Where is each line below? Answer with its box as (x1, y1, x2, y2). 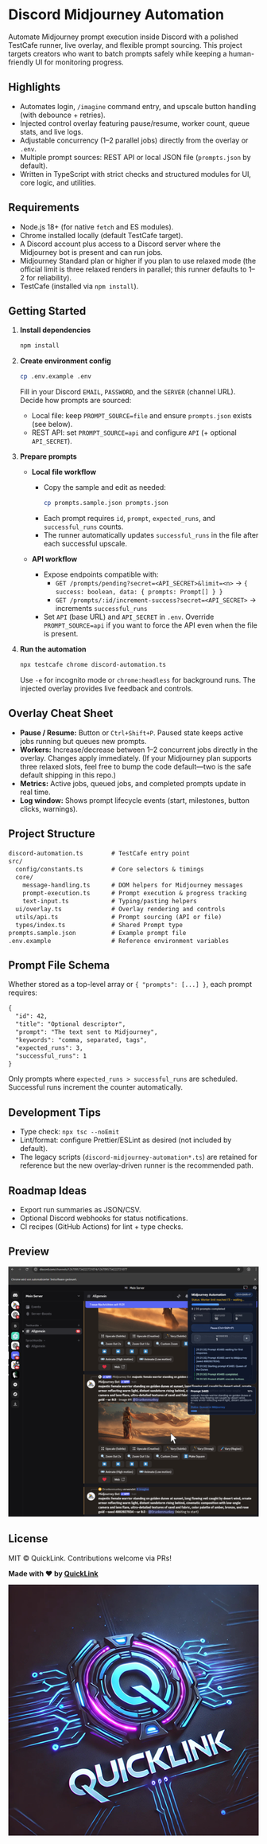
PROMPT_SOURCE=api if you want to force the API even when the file (43, 621, 258, 630)
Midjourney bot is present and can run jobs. (19, 247, 163, 256)
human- (228, 49, 255, 58)
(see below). (31, 420, 73, 429)
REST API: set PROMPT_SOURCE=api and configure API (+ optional (31, 428, 237, 437)
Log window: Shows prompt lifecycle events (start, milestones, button (19, 795, 250, 805)
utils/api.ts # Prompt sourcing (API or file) (15, 913, 222, 921)
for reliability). (26, 272, 72, 282)
